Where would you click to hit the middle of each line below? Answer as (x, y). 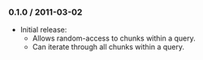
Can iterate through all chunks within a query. (108, 47)
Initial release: (43, 30)
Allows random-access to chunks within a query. (114, 38)
